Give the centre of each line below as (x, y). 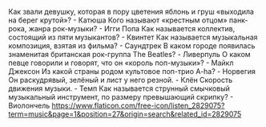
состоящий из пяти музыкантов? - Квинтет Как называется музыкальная (133, 37)
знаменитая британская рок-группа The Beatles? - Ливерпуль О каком (129, 54)
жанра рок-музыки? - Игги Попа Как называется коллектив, (132, 29)
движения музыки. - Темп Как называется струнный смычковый (119, 88)
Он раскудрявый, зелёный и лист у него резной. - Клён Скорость (121, 80)
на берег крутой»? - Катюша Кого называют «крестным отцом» (118, 20)
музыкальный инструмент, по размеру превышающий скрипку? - (121, 97)
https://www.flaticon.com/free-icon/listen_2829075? (139, 105)
